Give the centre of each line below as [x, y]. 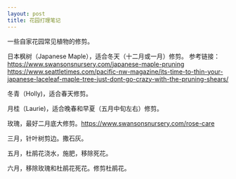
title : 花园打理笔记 [34, 20]
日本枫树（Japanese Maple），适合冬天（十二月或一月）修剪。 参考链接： [113, 56]
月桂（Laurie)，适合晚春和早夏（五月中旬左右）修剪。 [85, 108]
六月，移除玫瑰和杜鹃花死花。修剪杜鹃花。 [69, 168]
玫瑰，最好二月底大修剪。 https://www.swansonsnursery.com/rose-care [111, 123]
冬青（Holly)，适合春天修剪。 [50, 93]
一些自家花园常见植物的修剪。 [50, 41]
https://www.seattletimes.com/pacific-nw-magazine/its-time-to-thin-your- [115, 72]
